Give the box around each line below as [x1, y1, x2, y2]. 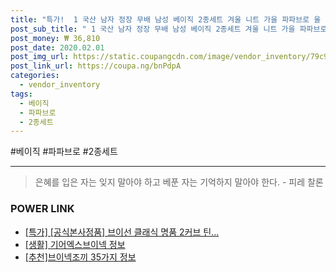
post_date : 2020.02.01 [10, 42, 105, 53]
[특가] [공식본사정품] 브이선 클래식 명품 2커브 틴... [24, 226, 220, 238]
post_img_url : [10, 52, 70, 62]
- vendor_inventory [19, 80, 101, 90]
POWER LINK [10, 202, 75, 216]
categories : [10, 71, 60, 81]
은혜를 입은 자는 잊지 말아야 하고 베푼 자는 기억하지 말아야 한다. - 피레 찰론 [34, 176, 324, 188]
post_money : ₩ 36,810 [10, 33, 101, 43]
